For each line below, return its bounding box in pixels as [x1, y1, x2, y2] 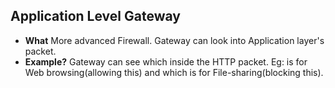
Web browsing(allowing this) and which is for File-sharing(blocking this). [24, 66, 324, 78]
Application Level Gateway [10, 8, 181, 25]
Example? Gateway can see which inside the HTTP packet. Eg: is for [24, 55, 308, 68]
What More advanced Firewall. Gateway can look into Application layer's [24, 34, 325, 46]
